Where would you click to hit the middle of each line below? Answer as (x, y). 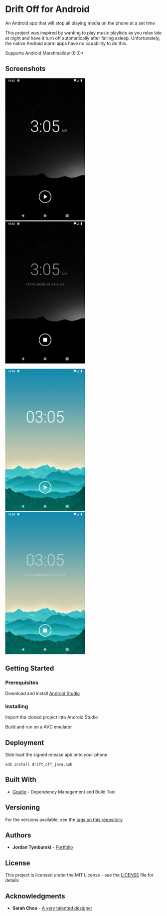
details (12, 880)
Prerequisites (22, 682)
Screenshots (25, 69)
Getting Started (30, 668)
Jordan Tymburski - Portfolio (43, 847)
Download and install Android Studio (43, 693)
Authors (18, 835)
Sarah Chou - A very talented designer (52, 908)
